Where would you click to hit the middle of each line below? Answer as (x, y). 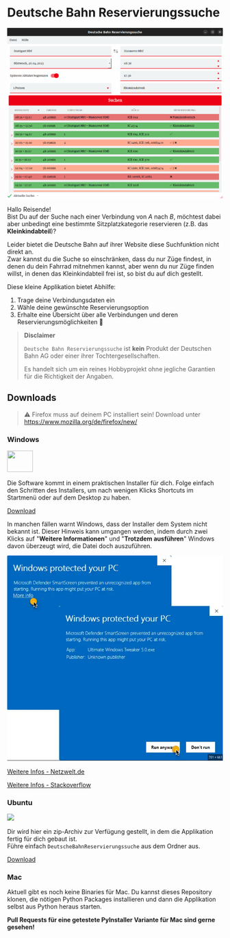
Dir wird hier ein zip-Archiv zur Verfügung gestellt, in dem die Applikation (110, 831)
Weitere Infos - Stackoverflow (49, 785)
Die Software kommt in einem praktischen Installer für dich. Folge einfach (111, 483)
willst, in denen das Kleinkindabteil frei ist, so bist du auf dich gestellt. (105, 273)
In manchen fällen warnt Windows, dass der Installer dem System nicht (107, 524)
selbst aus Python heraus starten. (54, 906)
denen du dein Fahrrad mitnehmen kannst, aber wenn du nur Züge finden (111, 266)
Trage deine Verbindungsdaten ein (66, 300)
